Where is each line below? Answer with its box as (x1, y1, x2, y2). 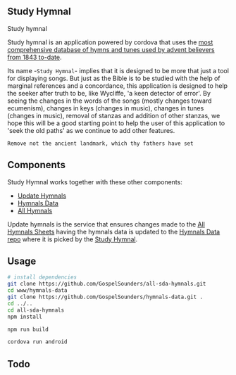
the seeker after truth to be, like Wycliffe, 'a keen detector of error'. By (7, 89, 211, 97)
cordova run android (7, 338, 68, 345)
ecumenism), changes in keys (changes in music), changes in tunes (7, 103, 204, 112)
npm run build (7, 326, 49, 333)
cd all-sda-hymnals (7, 306, 65, 314)
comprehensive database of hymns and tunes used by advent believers (7, 45, 215, 53)
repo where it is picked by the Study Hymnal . (7, 235, 138, 243)
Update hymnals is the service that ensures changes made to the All (7, 220, 206, 228)
